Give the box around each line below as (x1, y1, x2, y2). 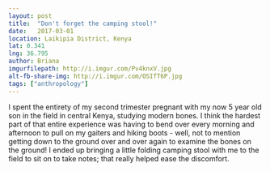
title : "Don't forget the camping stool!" (8, 19, 158, 28)
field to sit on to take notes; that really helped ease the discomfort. (8, 153, 230, 163)
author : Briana (8, 58, 60, 66)
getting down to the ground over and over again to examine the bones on (8, 136, 252, 146)
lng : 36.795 (8, 49, 49, 58)
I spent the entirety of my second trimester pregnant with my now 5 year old (8, 102, 263, 112)
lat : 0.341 (8, 42, 45, 50)
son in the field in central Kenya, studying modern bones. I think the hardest (8, 110, 261, 120)
